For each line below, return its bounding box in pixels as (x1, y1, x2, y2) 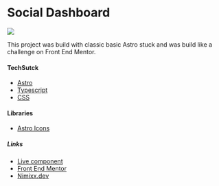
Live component (16, 157, 63, 165)
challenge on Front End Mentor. (7, 47, 96, 56)
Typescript (16, 86, 48, 94)
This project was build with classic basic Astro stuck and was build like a (7, 40, 213, 49)
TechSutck (7, 63, 39, 71)
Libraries (7, 108, 33, 117)
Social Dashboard (7, 5, 111, 21)
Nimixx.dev (16, 172, 49, 180)
